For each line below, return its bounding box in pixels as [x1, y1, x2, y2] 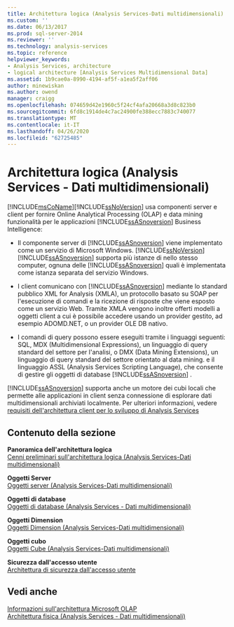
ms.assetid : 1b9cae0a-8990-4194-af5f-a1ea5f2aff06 [7, 75, 158, 83]
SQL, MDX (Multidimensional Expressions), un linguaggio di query [17, 341, 208, 349]
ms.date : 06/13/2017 [7, 23, 68, 30]
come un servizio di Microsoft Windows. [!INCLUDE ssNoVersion [17, 246, 203, 255]
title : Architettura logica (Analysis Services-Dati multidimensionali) [7, 10, 224, 18]
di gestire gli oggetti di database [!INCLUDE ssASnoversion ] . [17, 370, 193, 379]
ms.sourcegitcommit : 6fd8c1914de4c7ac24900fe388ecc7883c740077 [7, 108, 196, 115]
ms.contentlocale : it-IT [7, 121, 80, 128]
